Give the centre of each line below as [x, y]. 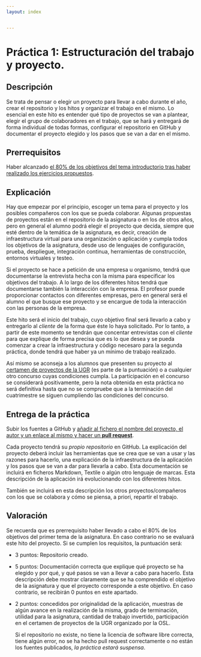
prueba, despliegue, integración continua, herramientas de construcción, [97, 252]
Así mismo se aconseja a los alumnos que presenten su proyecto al [89, 363]
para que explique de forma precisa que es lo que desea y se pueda [91, 339]
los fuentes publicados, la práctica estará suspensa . [80, 647]
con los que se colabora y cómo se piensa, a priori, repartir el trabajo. [92, 497]
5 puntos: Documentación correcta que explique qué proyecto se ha [99, 566]
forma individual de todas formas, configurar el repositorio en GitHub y [94, 127]
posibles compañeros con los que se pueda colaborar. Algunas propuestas [99, 213]
